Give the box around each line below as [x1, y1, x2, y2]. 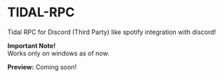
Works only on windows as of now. [7, 49, 110, 57]
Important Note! [7, 41, 56, 50]
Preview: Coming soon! [7, 62, 77, 71]
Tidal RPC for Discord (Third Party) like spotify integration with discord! [7, 28, 217, 36]
